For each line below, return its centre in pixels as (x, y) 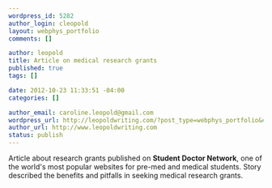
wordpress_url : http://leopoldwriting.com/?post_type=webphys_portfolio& (136, 120)
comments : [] (30, 38)
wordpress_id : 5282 (41, 16)
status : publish (36, 135)
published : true (36, 68)
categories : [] (34, 98)
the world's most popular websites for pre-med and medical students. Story (135, 167)
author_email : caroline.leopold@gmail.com (81, 113)
